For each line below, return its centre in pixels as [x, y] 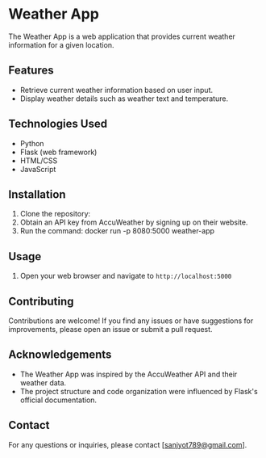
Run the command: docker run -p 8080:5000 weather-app [117, 231]
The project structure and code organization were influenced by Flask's [139, 391]
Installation [37, 194]
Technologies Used [58, 124]
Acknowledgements [60, 355]
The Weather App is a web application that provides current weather [122, 36]
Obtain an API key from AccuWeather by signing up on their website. [134, 222]
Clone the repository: [55, 214]
